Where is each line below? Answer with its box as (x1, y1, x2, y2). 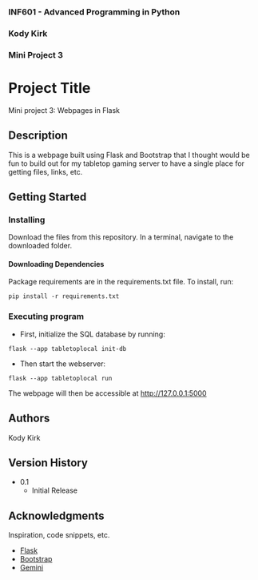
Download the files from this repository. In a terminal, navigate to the (8, 232, 234, 242)
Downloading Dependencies (8, 259, 105, 268)
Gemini (19, 563, 44, 573)
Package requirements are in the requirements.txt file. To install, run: (8, 277, 234, 287)
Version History (8, 456, 88, 469)
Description (8, 129, 68, 143)
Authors (8, 412, 50, 425)
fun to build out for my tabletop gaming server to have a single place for (8, 159, 245, 168)
